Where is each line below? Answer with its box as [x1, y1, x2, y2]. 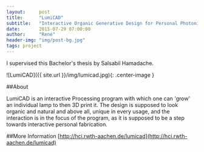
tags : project [6, 43, 42, 49]
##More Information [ [6, 132, 60, 140]
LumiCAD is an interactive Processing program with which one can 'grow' [6, 95, 191, 102]
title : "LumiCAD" [6, 15, 64, 21]
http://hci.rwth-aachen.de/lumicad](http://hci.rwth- [59, 132, 188, 140]
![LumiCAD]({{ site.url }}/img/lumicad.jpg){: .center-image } [6, 71, 155, 78]
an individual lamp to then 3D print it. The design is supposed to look [6, 101, 178, 108]
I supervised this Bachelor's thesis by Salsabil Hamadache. [6, 59, 154, 67]
